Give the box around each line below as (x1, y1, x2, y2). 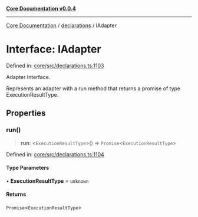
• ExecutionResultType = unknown (6, 177, 89, 185)
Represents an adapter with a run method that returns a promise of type (6, 85, 181, 92)
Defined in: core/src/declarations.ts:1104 (6, 150, 104, 158)
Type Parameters (6, 165, 49, 172)
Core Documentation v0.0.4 (6, 5, 77, 12)
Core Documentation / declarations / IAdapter (6, 22, 117, 29)
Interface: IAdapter (6, 42, 101, 56)
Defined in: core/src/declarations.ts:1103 (6, 62, 104, 69)
